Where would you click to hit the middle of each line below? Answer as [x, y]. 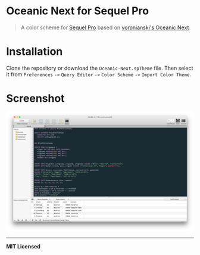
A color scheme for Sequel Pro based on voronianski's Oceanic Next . [106, 27]
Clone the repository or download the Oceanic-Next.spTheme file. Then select [100, 68]
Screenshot [35, 99]
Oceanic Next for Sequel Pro [78, 11]
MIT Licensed [23, 246]
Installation [35, 52]
